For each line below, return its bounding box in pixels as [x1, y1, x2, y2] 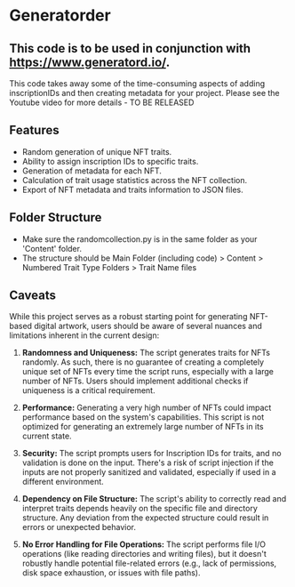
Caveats [9, 288, 56, 303]
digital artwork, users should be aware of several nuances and [34, 321, 262, 332]
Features [9, 123, 60, 138]
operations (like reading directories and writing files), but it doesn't [21, 549, 267, 559]
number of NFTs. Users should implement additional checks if [21, 375, 249, 387]
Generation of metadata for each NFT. [21, 165, 163, 176]
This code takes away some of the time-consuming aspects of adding [9, 78, 266, 89]
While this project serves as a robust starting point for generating [9, 311, 248, 322]
